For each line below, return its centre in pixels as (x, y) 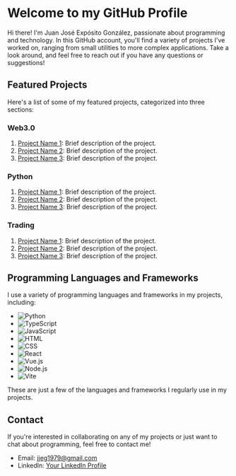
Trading (21, 226)
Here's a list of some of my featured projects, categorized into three (106, 102)
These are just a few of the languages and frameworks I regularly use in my (117, 390)
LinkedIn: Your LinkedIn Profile (62, 465)
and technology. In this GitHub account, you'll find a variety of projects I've (116, 40)
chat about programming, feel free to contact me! (79, 444)
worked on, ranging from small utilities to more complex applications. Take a (118, 47)
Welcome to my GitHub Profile (98, 13)
